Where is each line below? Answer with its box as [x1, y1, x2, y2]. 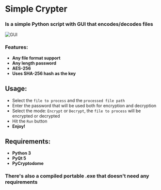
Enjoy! [12, 123, 26, 129]
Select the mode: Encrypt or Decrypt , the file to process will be [12, 108, 141, 114]
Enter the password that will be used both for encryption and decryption [12, 103, 157, 108]
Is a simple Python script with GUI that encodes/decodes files [5, 21, 154, 28]
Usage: [5, 85, 28, 93]
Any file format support [12, 55, 61, 61]
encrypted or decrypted [12, 113, 60, 119]
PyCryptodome [12, 160, 44, 166]
